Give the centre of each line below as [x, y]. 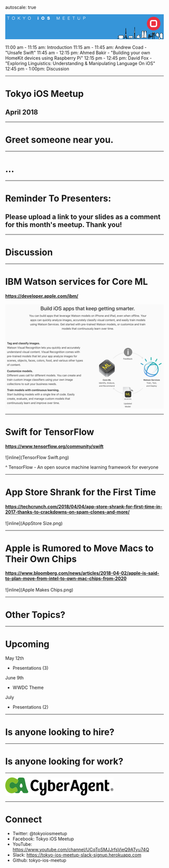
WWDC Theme [28, 687]
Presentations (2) [30, 707]
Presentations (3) [30, 668]
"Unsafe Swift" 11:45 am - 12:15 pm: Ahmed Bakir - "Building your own [78, 52]
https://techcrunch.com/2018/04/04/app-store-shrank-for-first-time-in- [84, 507]
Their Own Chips [41, 559]
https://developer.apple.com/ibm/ [42, 296]
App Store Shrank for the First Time [81, 493]
